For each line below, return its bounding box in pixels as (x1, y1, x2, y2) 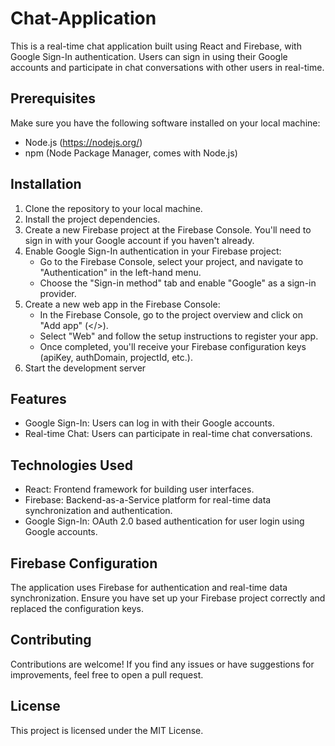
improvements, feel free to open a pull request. (10, 668, 204, 681)
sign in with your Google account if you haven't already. (24, 234, 255, 246)
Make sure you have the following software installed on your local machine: (10, 117, 321, 129)
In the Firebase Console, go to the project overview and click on (39, 308, 303, 321)
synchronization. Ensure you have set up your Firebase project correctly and (10, 592, 326, 604)
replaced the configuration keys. (10, 603, 145, 614)
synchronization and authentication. (24, 505, 173, 517)
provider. (39, 287, 77, 299)
